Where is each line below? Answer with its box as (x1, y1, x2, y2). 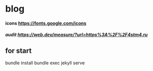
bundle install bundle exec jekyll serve (5, 60, 85, 66)
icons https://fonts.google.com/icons (5, 20, 87, 26)
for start (5, 46, 32, 55)
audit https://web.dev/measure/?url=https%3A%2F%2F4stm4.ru (5, 31, 148, 38)
